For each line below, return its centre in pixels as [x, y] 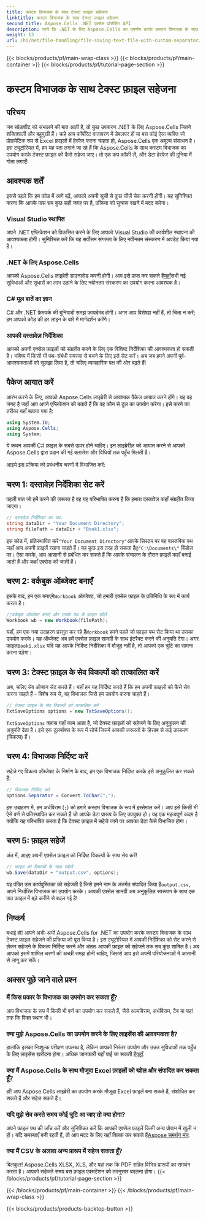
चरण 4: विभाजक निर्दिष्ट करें [47, 756]
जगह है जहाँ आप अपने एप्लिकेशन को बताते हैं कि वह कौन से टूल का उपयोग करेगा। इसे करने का [98, 404]
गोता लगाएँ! [17, 161]
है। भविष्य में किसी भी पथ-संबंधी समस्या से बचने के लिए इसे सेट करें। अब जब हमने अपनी [92, 356]
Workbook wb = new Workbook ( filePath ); [57, 620]
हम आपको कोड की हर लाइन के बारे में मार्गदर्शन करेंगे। [59, 319]
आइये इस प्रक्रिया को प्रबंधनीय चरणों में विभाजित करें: [56, 465]
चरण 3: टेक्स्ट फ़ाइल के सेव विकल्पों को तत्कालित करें [83, 672]
